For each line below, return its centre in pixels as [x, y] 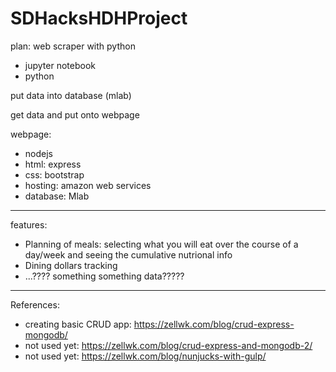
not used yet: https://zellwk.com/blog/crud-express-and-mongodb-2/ [168, 345]
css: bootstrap [54, 174]
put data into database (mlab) [71, 95]
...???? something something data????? [104, 276]
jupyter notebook [60, 65]
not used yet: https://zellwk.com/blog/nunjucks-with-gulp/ [145, 356]
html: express [53, 164]
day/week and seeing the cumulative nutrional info [128, 254]
